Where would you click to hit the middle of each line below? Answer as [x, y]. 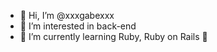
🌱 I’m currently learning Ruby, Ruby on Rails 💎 [113, 36]
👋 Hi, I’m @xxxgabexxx [67, 15]
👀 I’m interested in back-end [78, 26]
